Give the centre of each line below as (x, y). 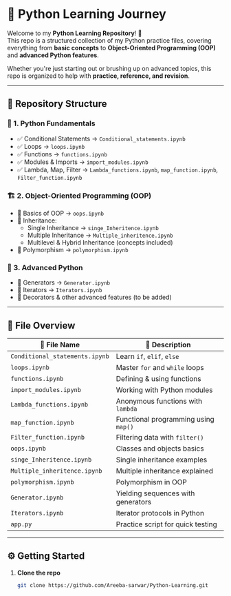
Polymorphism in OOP (151, 482)
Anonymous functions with (159, 401)
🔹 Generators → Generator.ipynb (64, 282)
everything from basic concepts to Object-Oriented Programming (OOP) (112, 48)
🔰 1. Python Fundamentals (51, 123)
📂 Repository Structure (57, 104)
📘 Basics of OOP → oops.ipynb (60, 213)
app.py (21, 524)
